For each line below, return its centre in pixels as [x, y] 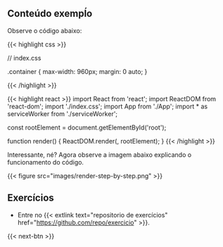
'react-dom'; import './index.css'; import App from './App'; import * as [108, 106]
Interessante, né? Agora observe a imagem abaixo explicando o [100, 154]
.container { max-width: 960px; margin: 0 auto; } [77, 71]
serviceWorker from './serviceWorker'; [63, 113]
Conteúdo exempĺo [50, 14]
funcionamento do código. [46, 162]
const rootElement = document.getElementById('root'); [87, 127]
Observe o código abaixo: [45, 30]
